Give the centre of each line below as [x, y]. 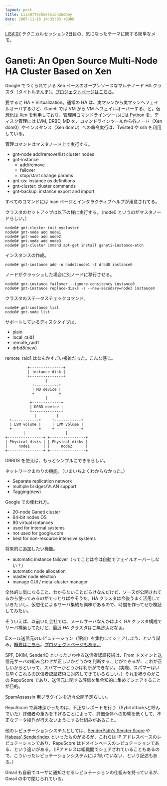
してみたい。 [18, 611]
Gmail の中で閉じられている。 [36, 779]
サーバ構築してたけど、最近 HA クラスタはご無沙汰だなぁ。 [66, 628]
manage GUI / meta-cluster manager [50, 582]
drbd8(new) [25, 348]
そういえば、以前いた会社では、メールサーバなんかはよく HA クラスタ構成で [83, 621]
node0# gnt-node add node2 [33, 237]
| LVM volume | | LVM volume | [47, 425]
